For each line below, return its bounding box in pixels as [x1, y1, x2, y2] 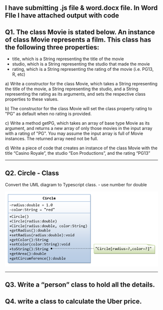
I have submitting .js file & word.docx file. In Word [5, 4, 158, 12]
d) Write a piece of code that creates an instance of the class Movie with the [5, 145, 158, 151]
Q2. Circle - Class [5, 169, 59, 177]
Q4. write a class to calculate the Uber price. [5, 297, 142, 305]
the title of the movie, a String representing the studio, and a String [5, 86, 138, 92]
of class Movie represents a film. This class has [5, 35, 151, 44]
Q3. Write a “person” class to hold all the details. [5, 281, 155, 289]
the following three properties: [5, 43, 99, 51]
